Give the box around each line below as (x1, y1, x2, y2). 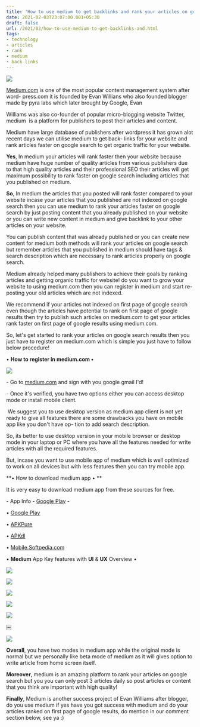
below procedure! (6, 344, 49, 351)
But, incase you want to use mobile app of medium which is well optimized (6, 456, 189, 464)
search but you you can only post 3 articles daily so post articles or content (6, 677, 191, 684)
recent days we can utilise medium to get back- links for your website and (6, 135, 187, 142)
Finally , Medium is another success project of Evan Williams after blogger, (6, 695, 189, 702)
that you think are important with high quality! (6, 683, 118, 691)
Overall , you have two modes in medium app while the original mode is (6, 646, 180, 654)
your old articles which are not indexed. (26, 289, 123, 296)
